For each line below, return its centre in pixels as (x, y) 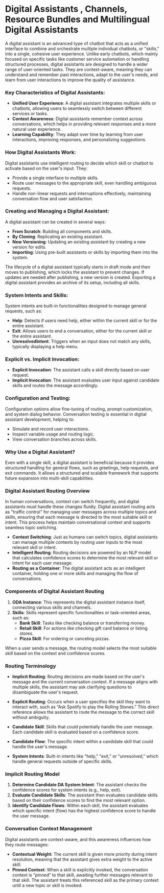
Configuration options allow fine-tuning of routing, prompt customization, (79, 409)
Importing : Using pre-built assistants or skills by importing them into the (85, 252)
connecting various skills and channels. (52, 607)
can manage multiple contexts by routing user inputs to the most (77, 542)
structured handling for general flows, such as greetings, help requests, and (82, 468)
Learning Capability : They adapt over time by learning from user (78, 134)
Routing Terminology (31, 666)
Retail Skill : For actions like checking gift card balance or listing (83, 628)
